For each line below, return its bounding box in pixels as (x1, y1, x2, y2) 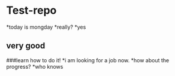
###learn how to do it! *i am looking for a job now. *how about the (6, 56, 170, 63)
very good (6, 41, 46, 51)
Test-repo (6, 4, 57, 17)
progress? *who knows (6, 63, 64, 70)
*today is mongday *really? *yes (6, 23, 86, 31)
